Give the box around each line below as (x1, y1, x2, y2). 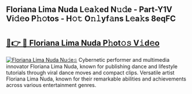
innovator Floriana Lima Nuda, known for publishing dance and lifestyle (6, 63, 178, 69)
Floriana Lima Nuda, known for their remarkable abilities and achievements (6, 75, 186, 82)
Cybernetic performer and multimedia (78, 57, 170, 63)
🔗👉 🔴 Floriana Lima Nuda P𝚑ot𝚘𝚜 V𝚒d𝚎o (6, 38, 160, 48)
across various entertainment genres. (6, 82, 97, 88)
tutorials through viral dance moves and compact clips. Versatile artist (6, 69, 174, 76)
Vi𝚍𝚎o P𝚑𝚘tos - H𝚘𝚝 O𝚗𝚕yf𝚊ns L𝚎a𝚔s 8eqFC (6, 14, 176, 24)
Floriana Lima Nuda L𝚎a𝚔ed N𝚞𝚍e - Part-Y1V (6, 5, 173, 15)
